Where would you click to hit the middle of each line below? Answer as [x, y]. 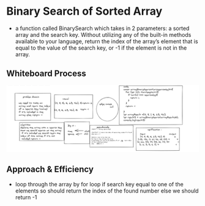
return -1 [26, 197]
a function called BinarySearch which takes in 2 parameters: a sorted [102, 28]
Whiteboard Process [47, 74]
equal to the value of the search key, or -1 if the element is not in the [101, 48]
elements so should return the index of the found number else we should [107, 191]
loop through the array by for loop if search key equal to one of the [99, 184]
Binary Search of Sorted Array [84, 11]
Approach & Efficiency [50, 170]
